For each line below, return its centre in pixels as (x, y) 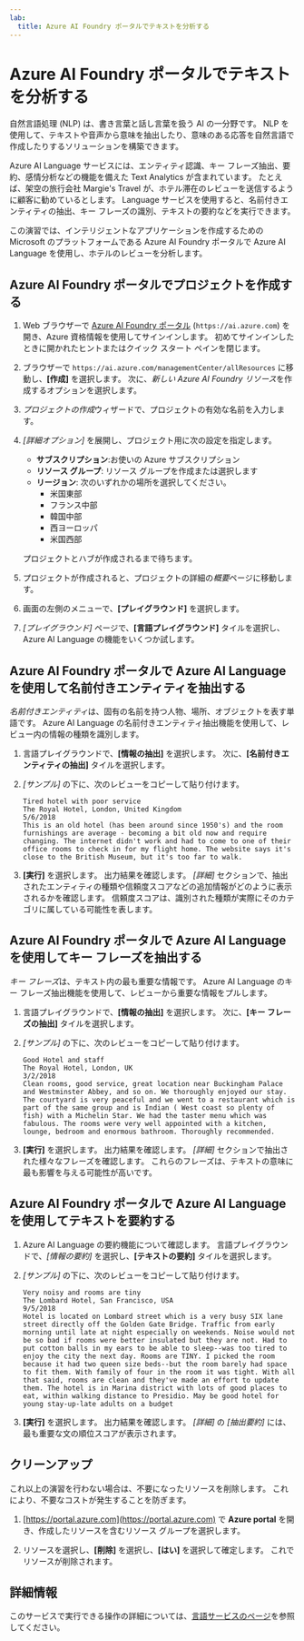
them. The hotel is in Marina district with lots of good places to (155, 1388)
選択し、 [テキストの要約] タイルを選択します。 (189, 1255)
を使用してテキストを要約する (93, 1221)
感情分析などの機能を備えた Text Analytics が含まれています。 (141, 177)
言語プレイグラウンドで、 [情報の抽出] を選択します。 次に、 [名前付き (152, 754)
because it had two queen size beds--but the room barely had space (155, 1364)
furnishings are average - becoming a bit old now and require (145, 833)
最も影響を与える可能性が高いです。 (89, 1172)
